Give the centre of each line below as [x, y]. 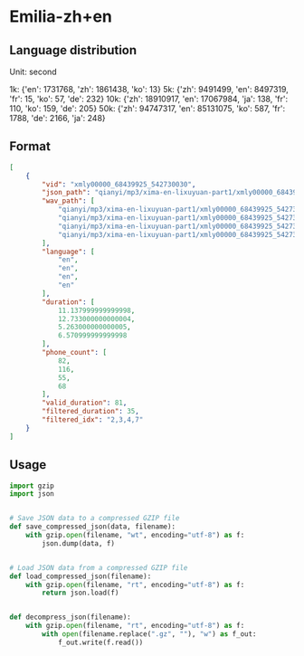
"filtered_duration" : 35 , [91, 412]
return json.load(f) [81, 593]
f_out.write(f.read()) [100, 642]
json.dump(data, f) [79, 543]
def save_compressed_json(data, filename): [93, 527]
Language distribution [73, 50]
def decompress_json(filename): [70, 617]
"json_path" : [66, 193]
